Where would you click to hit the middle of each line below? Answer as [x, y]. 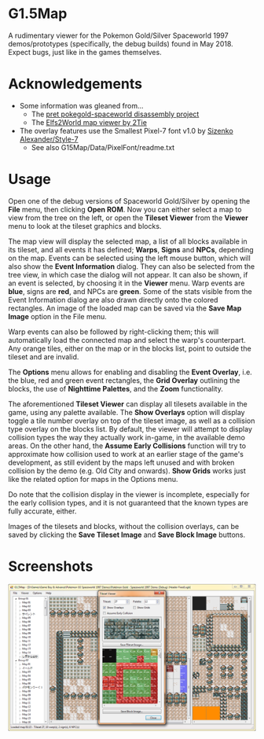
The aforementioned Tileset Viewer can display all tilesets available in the [128, 404]
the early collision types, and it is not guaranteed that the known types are [128, 502]
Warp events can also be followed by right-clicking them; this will [114, 332]
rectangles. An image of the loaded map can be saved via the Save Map [125, 308]
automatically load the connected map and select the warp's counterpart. [127, 340]
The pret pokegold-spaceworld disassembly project [115, 114]
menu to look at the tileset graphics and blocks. [85, 226]
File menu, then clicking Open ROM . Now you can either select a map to [125, 209]
